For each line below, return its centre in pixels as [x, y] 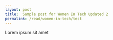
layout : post [18, 10]
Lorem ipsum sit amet [27, 33]
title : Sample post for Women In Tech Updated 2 [57, 14]
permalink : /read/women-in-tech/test [44, 19]
